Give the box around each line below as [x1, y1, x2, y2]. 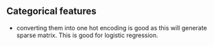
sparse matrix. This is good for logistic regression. [16, 31, 158, 39]
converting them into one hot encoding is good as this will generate [16, 23, 207, 32]
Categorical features [6, 5, 97, 17]
